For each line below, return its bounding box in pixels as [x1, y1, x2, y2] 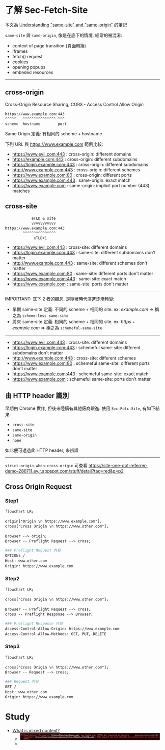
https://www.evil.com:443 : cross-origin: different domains [12, 151, 132, 157]
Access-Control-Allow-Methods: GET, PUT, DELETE [5, 632, 107, 636]
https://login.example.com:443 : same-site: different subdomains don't [12, 249, 156, 255]
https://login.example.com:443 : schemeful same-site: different [12, 344, 141, 351]
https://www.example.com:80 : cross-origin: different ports [12, 172, 132, 178]
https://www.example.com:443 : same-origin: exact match [12, 177, 131, 183]
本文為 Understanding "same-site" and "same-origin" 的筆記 [5, 22, 128, 28]
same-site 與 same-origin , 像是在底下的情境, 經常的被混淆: [5, 32, 123, 38]
